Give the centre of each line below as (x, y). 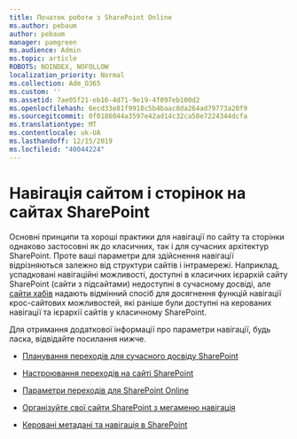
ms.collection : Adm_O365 (55, 83)
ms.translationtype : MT (53, 125)
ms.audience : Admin (45, 51)
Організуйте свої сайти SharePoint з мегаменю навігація (129, 407)
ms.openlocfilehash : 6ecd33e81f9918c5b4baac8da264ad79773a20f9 (129, 108)
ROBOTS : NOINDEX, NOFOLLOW (59, 67)
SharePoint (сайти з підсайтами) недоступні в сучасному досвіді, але (140, 284)
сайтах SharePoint (80, 212)
